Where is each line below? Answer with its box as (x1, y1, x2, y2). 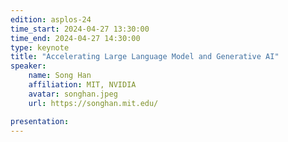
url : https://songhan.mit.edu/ (28, 98, 159, 108)
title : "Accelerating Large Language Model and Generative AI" (10, 52, 280, 62)
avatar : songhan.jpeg (28, 89, 118, 99)
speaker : (10, 61, 47, 71)
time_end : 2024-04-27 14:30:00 (10, 33, 141, 43)
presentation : (10, 116, 70, 126)
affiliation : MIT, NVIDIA (28, 80, 137, 90)
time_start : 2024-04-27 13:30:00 (10, 24, 150, 34)
